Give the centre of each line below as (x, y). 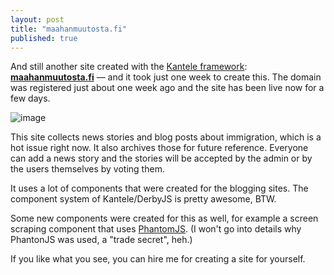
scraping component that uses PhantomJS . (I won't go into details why (156, 229)
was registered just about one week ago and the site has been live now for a (167, 88)
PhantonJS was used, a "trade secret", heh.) (101, 240)
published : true (44, 38)
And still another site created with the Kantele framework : (129, 67)
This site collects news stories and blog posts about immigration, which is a (166, 137)
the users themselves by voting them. (87, 169)
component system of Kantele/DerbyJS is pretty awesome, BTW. (143, 199)
